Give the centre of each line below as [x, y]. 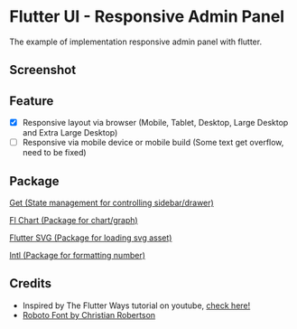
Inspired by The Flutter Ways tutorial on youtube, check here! [136, 305]
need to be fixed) [55, 153]
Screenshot [43, 70]
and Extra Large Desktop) [70, 133]
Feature [32, 101]
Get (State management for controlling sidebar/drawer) [111, 203]
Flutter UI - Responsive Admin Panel [147, 17]
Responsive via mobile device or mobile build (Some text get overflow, [153, 143]
